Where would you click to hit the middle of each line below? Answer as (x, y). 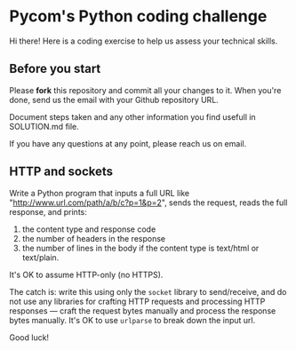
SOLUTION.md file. (44, 126)
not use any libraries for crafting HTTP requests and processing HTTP (137, 301)
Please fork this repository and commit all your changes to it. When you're (145, 90)
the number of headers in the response (94, 238)
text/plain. (40, 257)
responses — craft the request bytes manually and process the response (143, 310)
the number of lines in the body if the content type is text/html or (140, 248)
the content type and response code (89, 229)
